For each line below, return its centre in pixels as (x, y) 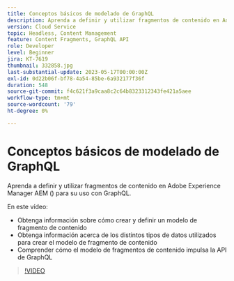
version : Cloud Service (42, 26)
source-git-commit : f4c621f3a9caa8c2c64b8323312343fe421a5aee (99, 91)
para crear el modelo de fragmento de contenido (87, 242)
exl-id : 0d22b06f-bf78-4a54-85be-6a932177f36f (76, 78)
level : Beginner (31, 53)
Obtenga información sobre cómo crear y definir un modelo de (107, 220)
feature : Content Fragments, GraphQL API (68, 40)
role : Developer (31, 46)
